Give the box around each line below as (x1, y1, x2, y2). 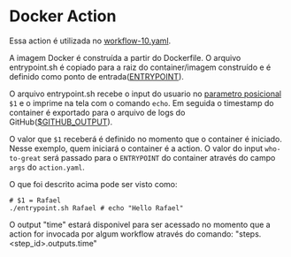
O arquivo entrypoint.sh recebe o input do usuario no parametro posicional (9, 88, 281, 99)
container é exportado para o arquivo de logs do (9, 107, 186, 117)
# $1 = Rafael (9, 196, 62, 205)
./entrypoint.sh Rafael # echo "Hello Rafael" (9, 203, 184, 213)
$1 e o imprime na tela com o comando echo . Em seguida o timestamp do (9, 97, 274, 108)
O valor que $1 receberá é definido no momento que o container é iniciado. (9, 133, 283, 144)
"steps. (235, 228, 262, 239)
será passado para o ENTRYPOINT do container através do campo (42, 152, 276, 163)
